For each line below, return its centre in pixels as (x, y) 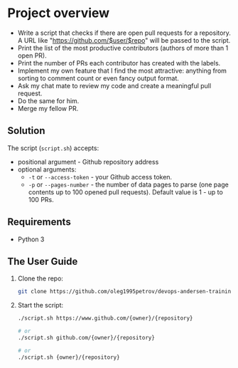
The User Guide (43, 261)
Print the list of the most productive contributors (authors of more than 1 (123, 48)
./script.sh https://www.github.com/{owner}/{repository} (105, 318)
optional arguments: (47, 169)
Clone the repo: (40, 278)
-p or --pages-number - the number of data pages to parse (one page (128, 184)
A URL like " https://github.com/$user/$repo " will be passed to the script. (124, 40)
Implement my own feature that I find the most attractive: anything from (122, 70)
